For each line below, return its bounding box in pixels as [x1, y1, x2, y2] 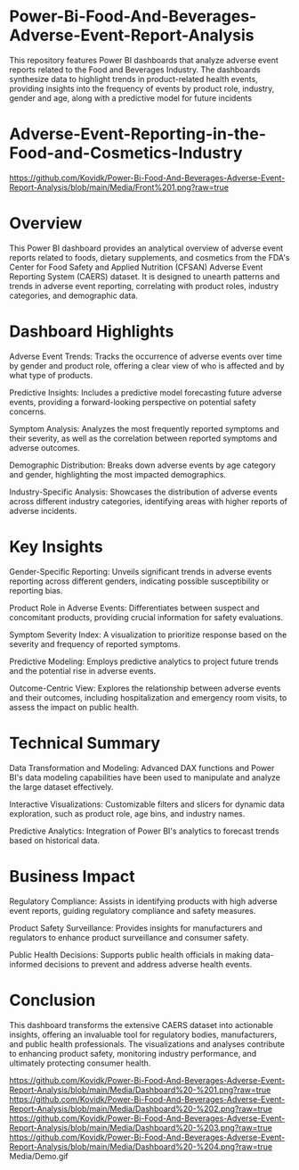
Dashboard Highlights [9, 321, 174, 341]
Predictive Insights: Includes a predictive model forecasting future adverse [9, 386, 282, 398]
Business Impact [9, 866, 135, 886]
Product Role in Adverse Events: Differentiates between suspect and [9, 602, 260, 613]
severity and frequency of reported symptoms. [9, 638, 181, 649]
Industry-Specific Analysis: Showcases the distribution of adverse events [9, 486, 278, 497]
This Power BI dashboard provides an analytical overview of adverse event [9, 243, 283, 253]
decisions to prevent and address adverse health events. [44, 958, 253, 969]
